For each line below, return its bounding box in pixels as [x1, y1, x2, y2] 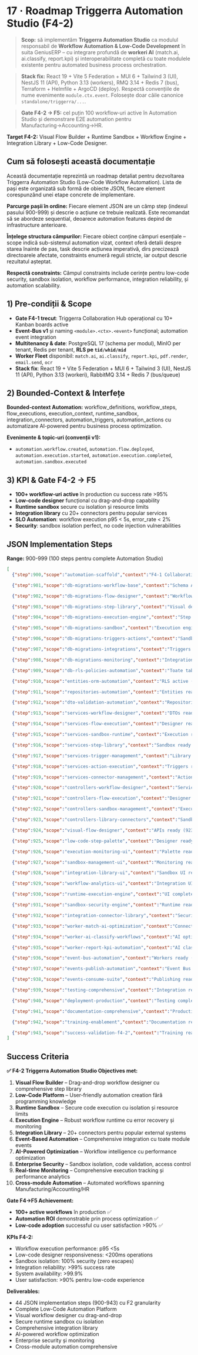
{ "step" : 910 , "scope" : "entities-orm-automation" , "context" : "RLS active [12, 678, 189, 684]
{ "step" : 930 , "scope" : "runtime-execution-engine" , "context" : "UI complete [12, 891, 194, 898]
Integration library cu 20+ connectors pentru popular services [15, 509, 167, 517]
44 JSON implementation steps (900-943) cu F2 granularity [15, 1300, 161, 1307]
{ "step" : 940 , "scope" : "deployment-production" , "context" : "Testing [12, 997, 176, 1004]
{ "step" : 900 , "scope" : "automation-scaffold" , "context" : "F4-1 [12, 571, 162, 578]
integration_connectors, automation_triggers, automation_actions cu [6, 416, 172, 423]
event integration [15, 333, 56, 341]
